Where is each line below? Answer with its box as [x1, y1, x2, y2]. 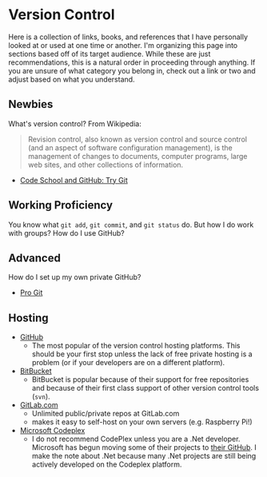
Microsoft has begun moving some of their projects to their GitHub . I [31, 443, 257, 452]
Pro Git [19, 288, 43, 297]
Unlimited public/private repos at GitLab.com [31, 409, 180, 419]
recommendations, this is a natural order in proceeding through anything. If [8, 58, 256, 67]
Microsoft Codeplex [19, 426, 86, 435]
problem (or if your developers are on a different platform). [31, 358, 225, 368]
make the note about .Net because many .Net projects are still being [31, 451, 257, 461]
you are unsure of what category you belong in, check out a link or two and [8, 66, 256, 75]
